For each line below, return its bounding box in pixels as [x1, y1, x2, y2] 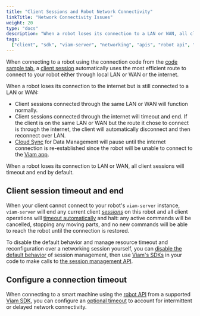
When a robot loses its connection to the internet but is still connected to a [6, 82, 189, 89]
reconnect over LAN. [14, 132, 66, 139]
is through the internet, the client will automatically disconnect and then [14, 126, 190, 133]
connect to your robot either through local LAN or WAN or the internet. [6, 71, 179, 78]
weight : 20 [6, 20, 33, 26]
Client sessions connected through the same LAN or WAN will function [14, 100, 189, 107]
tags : [6, 36, 20, 42]
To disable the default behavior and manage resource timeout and [6, 239, 168, 246]
